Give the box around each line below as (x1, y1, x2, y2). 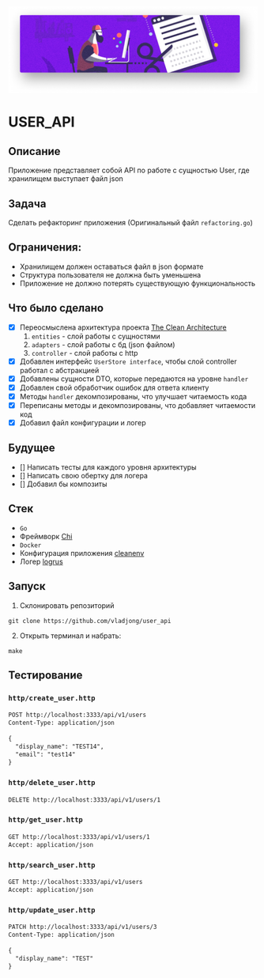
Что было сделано (8, 301, 104, 315)
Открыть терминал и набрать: (19, 631, 122, 640)
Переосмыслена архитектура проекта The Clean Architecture (19, 323, 227, 332)
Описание (8, 145, 61, 158)
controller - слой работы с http (31, 348, 138, 357)
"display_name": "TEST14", (15, 742, 104, 751)
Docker (19, 541, 42, 549)
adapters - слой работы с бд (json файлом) (31, 339, 175, 349)
